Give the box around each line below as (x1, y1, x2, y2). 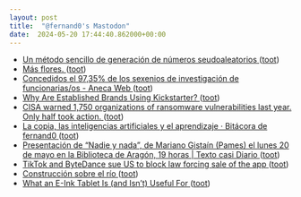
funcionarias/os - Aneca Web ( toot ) (21, 82, 154, 94)
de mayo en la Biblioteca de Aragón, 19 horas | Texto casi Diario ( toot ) (21, 150, 280, 160)
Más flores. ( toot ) (21, 64, 87, 74)
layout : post (9, 13, 58, 22)
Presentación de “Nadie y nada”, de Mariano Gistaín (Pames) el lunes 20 (21, 140, 289, 150)
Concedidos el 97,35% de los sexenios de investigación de (21, 73, 239, 84)
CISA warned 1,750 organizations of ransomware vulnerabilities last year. (21, 102, 292, 113)
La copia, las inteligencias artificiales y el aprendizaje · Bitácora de (21, 121, 268, 132)
